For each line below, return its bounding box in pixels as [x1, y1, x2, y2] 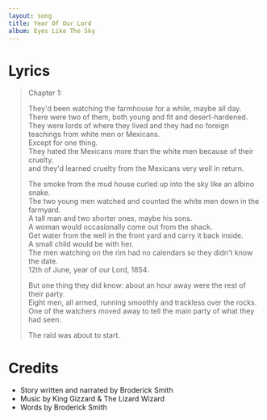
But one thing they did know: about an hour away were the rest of [27, 281, 246, 290]
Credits [8, 359, 59, 377]
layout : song [8, 11, 52, 20]
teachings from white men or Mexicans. [27, 130, 161, 139]
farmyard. [27, 205, 61, 214]
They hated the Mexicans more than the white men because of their [27, 147, 254, 156]
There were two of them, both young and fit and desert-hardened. [27, 112, 248, 122]
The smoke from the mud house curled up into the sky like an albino [27, 179, 255, 189]
